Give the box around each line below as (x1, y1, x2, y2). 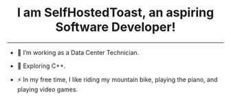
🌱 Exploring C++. (16, 62, 66, 70)
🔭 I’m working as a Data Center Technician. (16, 48, 140, 56)
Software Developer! (55, 19, 176, 35)
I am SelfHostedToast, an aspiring (16, 5, 214, 21)
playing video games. (16, 85, 78, 93)
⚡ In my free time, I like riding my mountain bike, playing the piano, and (16, 75, 218, 84)
